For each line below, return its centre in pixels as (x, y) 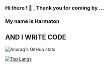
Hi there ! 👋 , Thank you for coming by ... (55, 8)
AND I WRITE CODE (36, 37)
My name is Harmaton (32, 21)
